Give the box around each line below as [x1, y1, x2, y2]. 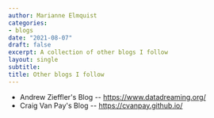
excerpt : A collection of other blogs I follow [8, 48, 169, 56]
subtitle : [8, 63, 41, 71]
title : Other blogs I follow [8, 70, 105, 78]
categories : [8, 19, 48, 27]
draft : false [8, 41, 52, 49]
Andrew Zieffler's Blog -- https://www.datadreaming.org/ [19, 92, 206, 101]
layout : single [8, 56, 59, 64]
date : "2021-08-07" [8, 33, 73, 42]
